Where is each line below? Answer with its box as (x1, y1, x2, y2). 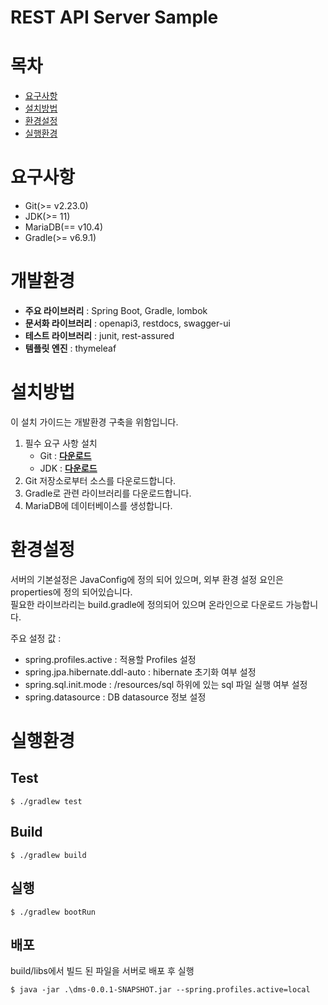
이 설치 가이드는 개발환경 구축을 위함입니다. (10, 416, 179, 428)
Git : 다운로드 (39, 449, 92, 461)
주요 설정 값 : (10, 632, 62, 644)
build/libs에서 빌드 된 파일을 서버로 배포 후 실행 (10, 965, 195, 977)
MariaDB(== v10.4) (24, 221, 104, 233)
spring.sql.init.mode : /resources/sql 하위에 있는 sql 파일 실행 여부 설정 (24, 678, 308, 690)
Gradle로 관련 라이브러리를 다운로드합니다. (24, 487, 192, 499)
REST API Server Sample (10, 6, 219, 29)
